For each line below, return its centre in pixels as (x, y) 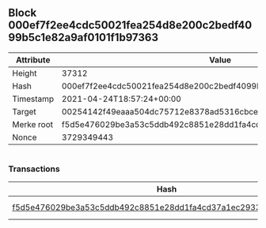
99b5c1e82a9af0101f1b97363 (83, 37)
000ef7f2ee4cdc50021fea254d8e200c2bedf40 (130, 26)
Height (25, 73)
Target (25, 111)
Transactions (34, 169)
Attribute (33, 60)
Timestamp (33, 99)
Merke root (33, 124)
